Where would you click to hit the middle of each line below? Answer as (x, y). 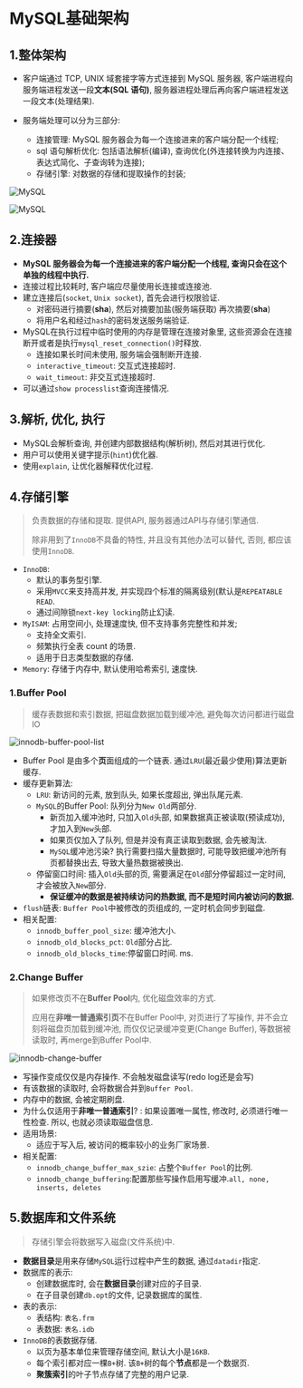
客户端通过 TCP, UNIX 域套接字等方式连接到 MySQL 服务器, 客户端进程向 (158, 78)
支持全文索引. (61, 635)
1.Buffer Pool (38, 693)
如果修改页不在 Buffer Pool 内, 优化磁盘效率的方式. (124, 998)
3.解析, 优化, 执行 (57, 419)
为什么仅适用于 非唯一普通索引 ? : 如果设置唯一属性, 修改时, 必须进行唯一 (155, 1111)
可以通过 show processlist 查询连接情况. (96, 388)
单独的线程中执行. (56, 275)
